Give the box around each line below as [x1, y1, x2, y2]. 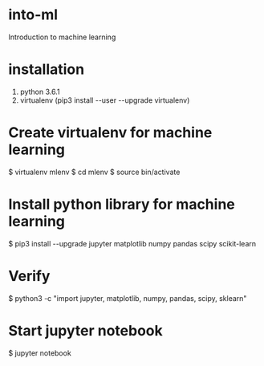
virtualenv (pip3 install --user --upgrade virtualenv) [19, 95, 190, 105]
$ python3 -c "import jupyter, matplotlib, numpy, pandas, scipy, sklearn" [8, 293, 247, 303]
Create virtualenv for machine [8, 124, 213, 142]
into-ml [8, 6, 59, 24]
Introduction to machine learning [8, 32, 116, 42]
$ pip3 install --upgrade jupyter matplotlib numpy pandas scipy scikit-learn [8, 238, 257, 248]
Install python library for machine [8, 195, 235, 213]
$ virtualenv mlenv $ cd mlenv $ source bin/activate [8, 167, 181, 177]
